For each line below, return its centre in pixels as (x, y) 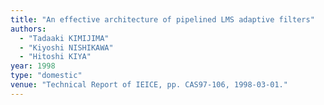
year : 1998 (33, 66)
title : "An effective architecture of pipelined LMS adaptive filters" (162, 19)
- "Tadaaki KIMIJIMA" (64, 38)
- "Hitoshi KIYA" (55, 57)
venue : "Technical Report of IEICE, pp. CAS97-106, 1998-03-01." (149, 85)
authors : (28, 29)
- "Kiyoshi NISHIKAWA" (66, 47)
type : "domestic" (46, 76)
